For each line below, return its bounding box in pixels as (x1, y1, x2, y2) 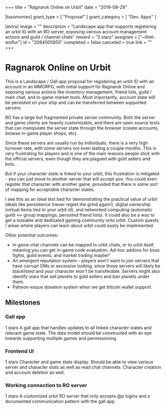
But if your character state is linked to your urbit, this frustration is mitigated (5, 170, 160, 176)
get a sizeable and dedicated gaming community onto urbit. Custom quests (5, 217, 159, 223)
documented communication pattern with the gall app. (5, 399, 116, 405)
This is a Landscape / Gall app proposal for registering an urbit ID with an (5, 78, 155, 84)
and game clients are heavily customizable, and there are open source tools (5, 119, 160, 126)
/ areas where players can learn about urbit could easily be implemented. (5, 222, 155, 228)
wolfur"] (5, 39, 22, 45)
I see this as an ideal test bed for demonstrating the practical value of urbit (5, 196, 158, 202)
